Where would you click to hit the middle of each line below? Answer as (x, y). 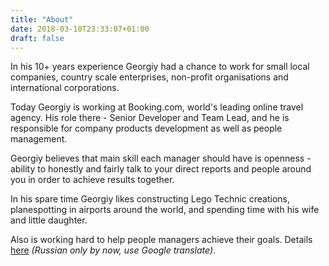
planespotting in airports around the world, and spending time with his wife (165, 210)
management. (39, 139)
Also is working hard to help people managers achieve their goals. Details (161, 240)
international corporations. (65, 88)
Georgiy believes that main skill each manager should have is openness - (161, 158)
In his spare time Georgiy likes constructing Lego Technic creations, (150, 199)
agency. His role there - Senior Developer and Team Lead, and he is (150, 118)
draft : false (37, 38)
